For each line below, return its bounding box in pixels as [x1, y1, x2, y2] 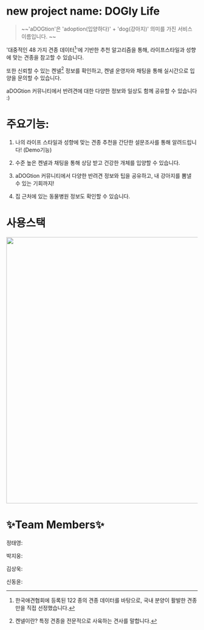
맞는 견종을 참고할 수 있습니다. [12, 54, 84, 61]
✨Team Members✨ [6, 518, 104, 532]
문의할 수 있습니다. [17, 74, 62, 82]
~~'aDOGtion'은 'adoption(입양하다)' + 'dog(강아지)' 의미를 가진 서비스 [21, 25, 193, 32]
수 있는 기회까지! [15, 180, 55, 187]
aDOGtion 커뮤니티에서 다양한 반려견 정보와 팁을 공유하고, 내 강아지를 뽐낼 [15, 172, 192, 180]
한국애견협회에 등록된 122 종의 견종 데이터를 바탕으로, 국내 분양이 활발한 [15, 597, 186, 604]
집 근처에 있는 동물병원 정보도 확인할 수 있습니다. [15, 193, 131, 200]
